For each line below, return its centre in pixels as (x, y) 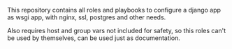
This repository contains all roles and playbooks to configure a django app (114, 10)
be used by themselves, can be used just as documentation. (94, 38)
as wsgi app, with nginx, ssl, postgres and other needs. (87, 17)
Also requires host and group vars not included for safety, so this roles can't (117, 31)
